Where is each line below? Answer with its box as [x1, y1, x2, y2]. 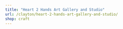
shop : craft [5, 16, 30, 21]
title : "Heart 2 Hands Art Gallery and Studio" [5, 7, 105, 12]
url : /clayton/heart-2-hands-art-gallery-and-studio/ [5, 12, 119, 17]
